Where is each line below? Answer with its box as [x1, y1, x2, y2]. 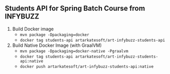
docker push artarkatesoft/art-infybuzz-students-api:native [20, 64, 154, 69]
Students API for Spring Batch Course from [5, 4, 145, 13]
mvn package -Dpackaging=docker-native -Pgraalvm [20, 48, 129, 53]
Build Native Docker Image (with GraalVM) [12, 42, 102, 48]
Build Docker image [12, 26, 54, 32]
